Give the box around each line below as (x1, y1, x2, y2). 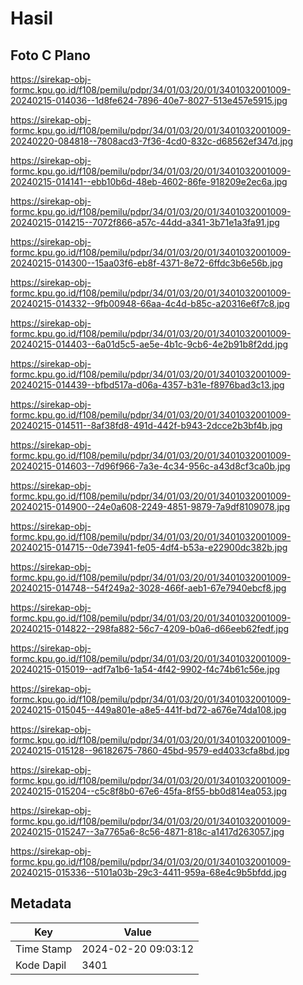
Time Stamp (15, 942, 73, 956)
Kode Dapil (15, 958, 67, 972)
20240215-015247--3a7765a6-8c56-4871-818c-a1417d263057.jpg (10, 826, 285, 837)
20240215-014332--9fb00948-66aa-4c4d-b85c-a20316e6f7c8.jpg (10, 298, 290, 309)
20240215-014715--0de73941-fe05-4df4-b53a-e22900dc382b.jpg (10, 542, 288, 553)
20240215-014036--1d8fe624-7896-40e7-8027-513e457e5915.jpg (10, 95, 288, 106)
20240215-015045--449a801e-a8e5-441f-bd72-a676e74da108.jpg (10, 704, 287, 716)
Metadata (10, 895, 72, 912)
